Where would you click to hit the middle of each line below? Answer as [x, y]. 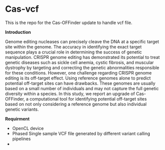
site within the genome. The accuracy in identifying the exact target [73, 47]
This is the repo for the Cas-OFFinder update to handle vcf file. [69, 23]
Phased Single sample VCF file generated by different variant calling [81, 133]
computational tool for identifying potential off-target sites [88, 99]
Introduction [18, 32]
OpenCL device [28, 128]
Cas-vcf [22, 9]
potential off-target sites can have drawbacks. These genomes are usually [80, 83]
